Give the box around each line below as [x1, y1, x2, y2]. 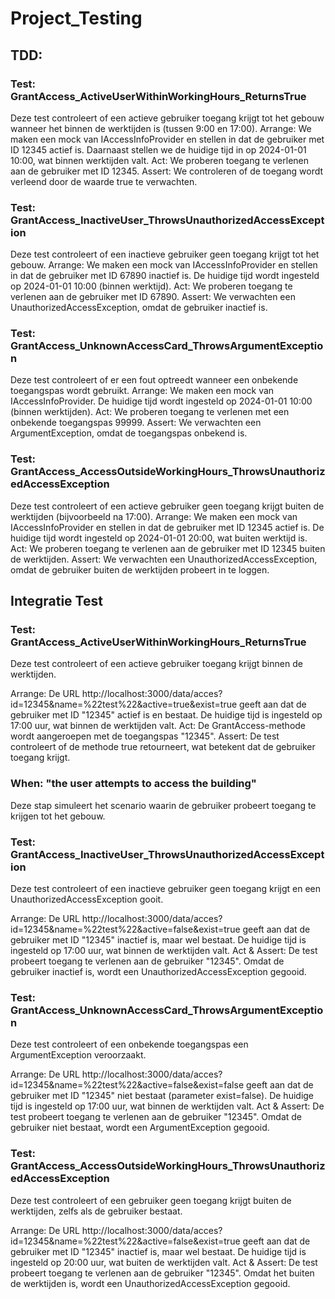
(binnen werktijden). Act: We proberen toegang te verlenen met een [10, 406, 290, 418]
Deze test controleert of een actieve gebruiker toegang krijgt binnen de [10, 658, 303, 670]
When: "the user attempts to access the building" [10, 777, 257, 791]
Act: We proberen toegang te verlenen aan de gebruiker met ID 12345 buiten [10, 542, 326, 554]
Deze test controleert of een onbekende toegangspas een [10, 1038, 249, 1051]
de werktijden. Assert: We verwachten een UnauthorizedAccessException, [10, 553, 318, 565]
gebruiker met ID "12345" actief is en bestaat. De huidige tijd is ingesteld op [10, 709, 323, 721]
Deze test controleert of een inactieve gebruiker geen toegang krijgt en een [10, 883, 322, 895]
